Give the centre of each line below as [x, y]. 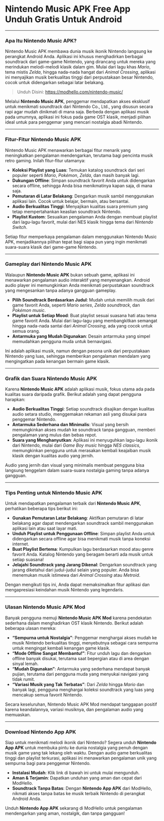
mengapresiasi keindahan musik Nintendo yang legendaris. [64, 590]
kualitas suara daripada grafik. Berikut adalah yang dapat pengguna [73, 394]
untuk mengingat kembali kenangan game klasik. [61, 648]
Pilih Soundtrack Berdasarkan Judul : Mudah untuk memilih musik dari [83, 300]
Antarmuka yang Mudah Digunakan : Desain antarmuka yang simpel [81, 336]
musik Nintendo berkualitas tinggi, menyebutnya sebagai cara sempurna [85, 643]
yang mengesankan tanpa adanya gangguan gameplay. [61, 290]
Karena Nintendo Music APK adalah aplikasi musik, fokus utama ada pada [80, 389]
